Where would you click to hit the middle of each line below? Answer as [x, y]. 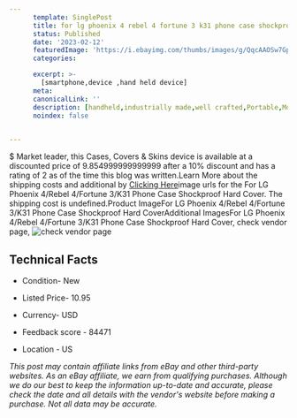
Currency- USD [50, 315]
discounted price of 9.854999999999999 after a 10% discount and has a [142, 166]
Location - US [47, 349]
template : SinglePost [72, 17]
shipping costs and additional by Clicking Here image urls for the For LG [139, 185]
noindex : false [61, 116]
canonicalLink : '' [66, 99]
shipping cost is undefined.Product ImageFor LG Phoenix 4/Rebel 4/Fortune [147, 203]
